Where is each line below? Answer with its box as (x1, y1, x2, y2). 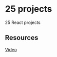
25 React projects (5, 19, 40, 25)
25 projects (5, 3, 52, 15)
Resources (5, 34, 38, 42)
